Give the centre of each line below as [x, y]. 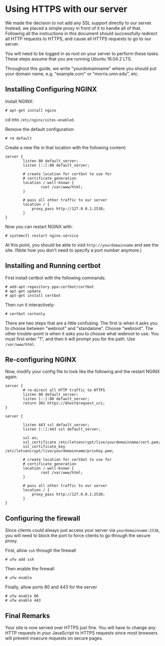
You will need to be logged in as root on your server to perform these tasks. [82, 54]
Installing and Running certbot [53, 266]
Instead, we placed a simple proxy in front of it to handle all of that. [73, 28]
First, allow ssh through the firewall [41, 550]
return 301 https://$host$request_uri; [64, 403]
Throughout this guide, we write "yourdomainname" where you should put [81, 68]
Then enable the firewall [30, 569]
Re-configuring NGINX [41, 359]
